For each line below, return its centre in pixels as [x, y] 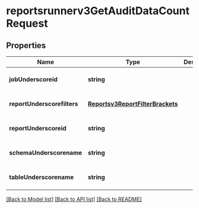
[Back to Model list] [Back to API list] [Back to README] [74, 199]
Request [27, 23]
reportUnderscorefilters [44, 104]
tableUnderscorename [41, 177]
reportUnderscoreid [38, 128]
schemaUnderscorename [46, 153]
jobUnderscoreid [33, 79]
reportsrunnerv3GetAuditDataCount [98, 11]
